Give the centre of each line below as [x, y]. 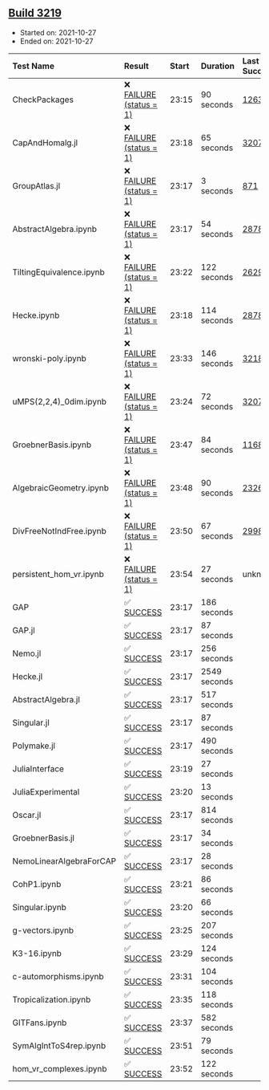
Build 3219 [35, 13]
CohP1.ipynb [37, 884]
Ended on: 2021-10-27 [56, 41]
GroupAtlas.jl [36, 185]
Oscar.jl [27, 815]
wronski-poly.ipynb [49, 358]
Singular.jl [31, 722]
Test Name [33, 66]
